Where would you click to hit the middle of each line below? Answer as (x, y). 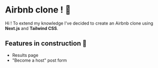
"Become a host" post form (39, 60)
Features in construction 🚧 (46, 44)
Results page (25, 55)
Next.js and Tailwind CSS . (32, 28)
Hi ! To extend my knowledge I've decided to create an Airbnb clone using (79, 23)
